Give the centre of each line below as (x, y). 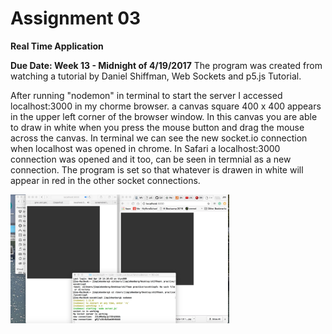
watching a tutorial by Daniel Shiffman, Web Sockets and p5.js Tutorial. (156, 76)
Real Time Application (57, 46)
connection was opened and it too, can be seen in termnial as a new (151, 159)
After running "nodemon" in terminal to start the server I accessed (146, 95)
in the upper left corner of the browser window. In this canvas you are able (164, 116)
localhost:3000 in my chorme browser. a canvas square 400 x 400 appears (166, 106)
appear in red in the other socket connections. (105, 180)
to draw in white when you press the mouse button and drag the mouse (157, 127)
